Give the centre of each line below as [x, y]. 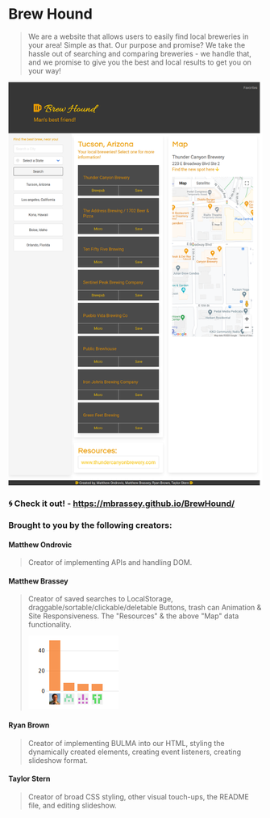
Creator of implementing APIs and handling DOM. [110, 563]
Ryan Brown [29, 725]
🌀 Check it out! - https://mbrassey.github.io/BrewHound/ [122, 504]
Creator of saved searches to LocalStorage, [100, 599]
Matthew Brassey [38, 581]
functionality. [50, 625]
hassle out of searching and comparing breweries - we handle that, [140, 53]
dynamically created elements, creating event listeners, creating [135, 752]
